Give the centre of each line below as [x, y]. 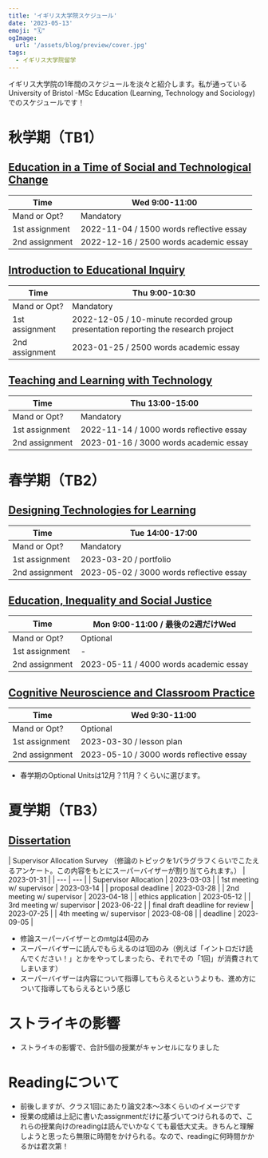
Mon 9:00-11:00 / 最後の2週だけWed [165, 625]
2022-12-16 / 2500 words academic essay [164, 242]
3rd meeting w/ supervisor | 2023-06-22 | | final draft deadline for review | [131, 905]
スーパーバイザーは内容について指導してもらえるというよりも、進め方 [134, 978]
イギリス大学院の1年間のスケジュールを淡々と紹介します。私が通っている [128, 84]
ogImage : [23, 38]
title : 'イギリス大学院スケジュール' [63, 16]
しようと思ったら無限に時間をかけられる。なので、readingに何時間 [130, 1136]
